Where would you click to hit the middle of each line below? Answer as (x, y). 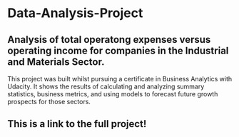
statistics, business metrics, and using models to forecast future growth (113, 94)
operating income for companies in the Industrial (118, 50)
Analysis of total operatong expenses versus (109, 40)
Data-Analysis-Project (75, 13)
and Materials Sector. (56, 62)
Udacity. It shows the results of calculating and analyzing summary (106, 86)
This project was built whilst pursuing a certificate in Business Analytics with (120, 79)
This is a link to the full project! (77, 124)
